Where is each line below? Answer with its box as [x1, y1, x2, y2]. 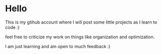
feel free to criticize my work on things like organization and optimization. [5, 34, 155, 40]
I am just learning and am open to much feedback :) [5, 43, 110, 49]
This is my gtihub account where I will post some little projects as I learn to [5, 19, 158, 25]
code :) [5, 24, 20, 30]
